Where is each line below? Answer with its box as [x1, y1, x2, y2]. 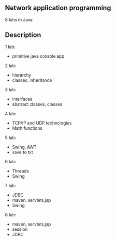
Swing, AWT [12, 144, 37, 150]
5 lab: [5, 135, 16, 140]
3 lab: [5, 86, 16, 92]
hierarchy [12, 72, 31, 78]
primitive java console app [12, 53, 65, 59]
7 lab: [5, 182, 16, 189]
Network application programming [5, 4, 111, 12]
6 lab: [5, 158, 16, 164]
